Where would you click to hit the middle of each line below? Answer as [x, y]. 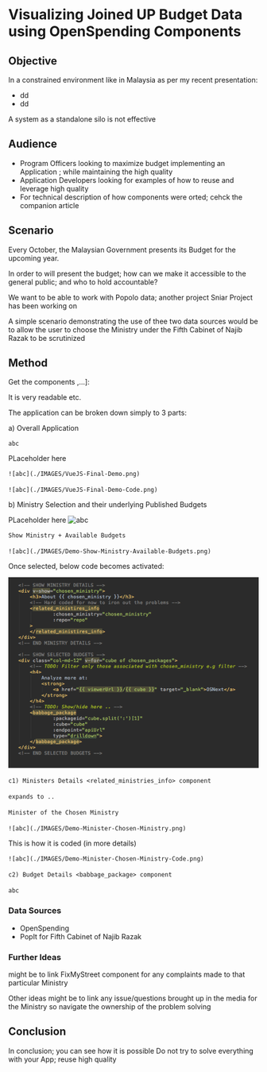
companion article [49, 205]
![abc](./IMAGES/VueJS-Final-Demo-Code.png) [83, 490]
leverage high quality [54, 188]
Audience [33, 144]
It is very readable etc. [45, 397]
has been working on [43, 306]
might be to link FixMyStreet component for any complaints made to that [127, 974]
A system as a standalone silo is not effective [82, 119]
